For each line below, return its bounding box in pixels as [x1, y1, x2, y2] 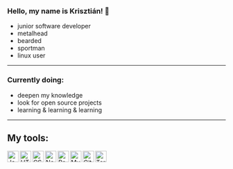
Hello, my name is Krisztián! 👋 [7, 6, 110, 16]
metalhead [17, 29, 49, 37]
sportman [17, 44, 45, 53]
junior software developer [17, 22, 92, 30]
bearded [17, 37, 42, 45]
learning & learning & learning [17, 105, 103, 114]
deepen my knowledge [17, 91, 83, 99]
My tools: [7, 132, 49, 144]
